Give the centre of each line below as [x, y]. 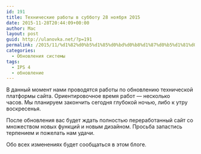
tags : [13, 61]
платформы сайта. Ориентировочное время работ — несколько [88, 96]
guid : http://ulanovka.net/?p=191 [49, 39]
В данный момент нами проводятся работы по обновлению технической [100, 90]
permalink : [20, 45]
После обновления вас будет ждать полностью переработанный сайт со [100, 121]
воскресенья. [24, 109]
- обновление [28, 73]
